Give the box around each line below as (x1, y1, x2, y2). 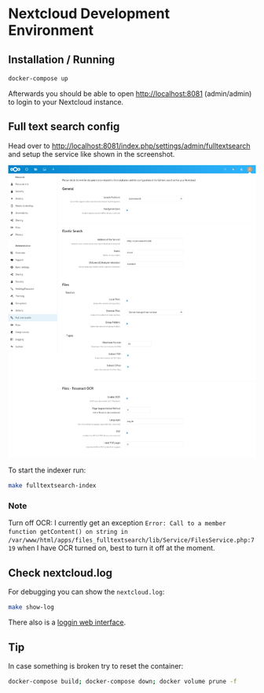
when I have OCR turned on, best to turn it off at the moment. (16, 543, 215, 553)
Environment (8, 21, 94, 39)
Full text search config (8, 120, 120, 134)
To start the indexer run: (8, 465, 86, 475)
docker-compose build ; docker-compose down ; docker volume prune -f (8, 677, 237, 685)
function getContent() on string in (8, 528, 128, 536)
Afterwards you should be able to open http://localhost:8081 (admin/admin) (8, 88, 252, 98)
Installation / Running (8, 53, 115, 66)
